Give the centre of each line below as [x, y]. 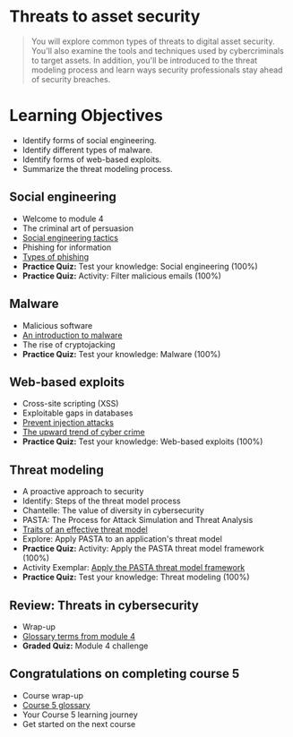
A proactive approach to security [83, 492]
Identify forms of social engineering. [89, 140]
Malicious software [57, 325]
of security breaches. [71, 79]
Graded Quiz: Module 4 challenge [85, 646]
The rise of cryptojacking [69, 344]
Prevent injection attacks [68, 423]
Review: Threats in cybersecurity [104, 605]
